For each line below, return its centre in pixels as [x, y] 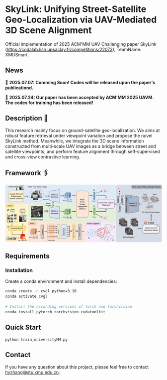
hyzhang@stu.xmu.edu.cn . [33, 372]
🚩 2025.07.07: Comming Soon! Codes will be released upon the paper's [80, 82]
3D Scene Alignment [48, 30]
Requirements [27, 256]
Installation [19, 270]
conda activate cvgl [27, 296]
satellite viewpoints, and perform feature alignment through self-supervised [83, 151]
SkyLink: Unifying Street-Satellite [76, 9]
